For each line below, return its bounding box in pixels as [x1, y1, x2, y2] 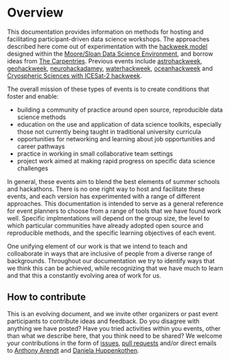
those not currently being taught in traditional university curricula [16, 127, 201, 136]
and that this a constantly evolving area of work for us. [7, 271, 161, 280]
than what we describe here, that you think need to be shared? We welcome [7, 331, 222, 340]
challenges [16, 164, 49, 172]
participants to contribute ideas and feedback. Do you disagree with [7, 317, 200, 325]
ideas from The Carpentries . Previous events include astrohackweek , [7, 56, 203, 65]
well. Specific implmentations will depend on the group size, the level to [7, 214, 210, 222]
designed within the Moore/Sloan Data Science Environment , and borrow [7, 50, 214, 58]
